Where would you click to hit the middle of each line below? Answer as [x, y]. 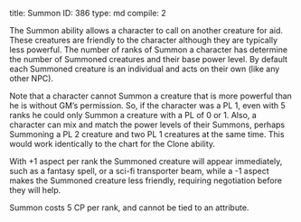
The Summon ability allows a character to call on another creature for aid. [146, 30]
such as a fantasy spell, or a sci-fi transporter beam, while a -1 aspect [139, 171]
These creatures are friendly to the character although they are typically [144, 40]
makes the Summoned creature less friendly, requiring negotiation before [146, 180]
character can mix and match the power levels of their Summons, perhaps [147, 125]
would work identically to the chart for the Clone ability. [112, 144]
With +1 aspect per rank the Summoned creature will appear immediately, [146, 161]
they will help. [35, 190]
